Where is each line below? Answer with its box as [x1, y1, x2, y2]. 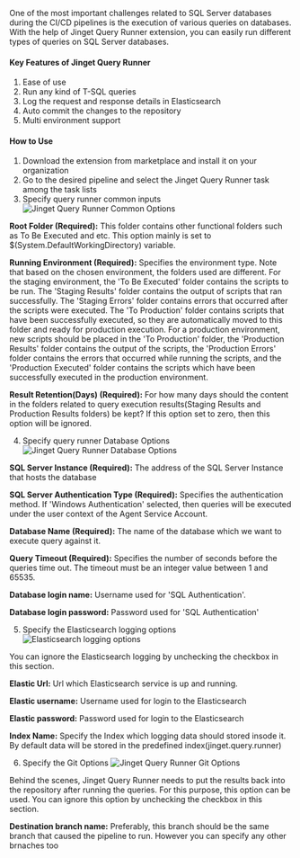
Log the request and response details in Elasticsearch [22, 96, 222, 107]
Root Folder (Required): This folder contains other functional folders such [9, 220, 283, 232]
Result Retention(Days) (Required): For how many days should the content [9, 389, 289, 400]
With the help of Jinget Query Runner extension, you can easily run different [9, 27, 292, 37]
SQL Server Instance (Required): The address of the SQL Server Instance [9, 462, 284, 473]
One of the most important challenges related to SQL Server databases [9, 8, 272, 18]
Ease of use [22, 76, 66, 88]
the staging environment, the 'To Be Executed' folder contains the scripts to [9, 276, 289, 287]
